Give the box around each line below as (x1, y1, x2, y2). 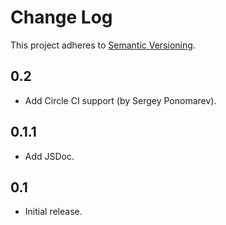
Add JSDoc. (24, 150, 75, 162)
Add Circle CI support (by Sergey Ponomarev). (24, 94, 217, 106)
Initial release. (24, 206, 83, 218)
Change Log (10, 6, 113, 29)
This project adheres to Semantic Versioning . (10, 39, 196, 51)
